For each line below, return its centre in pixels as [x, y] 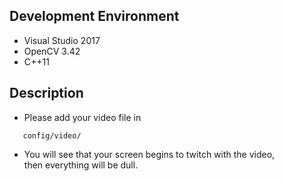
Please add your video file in [82, 117]
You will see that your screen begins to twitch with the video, [149, 154]
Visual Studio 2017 [62, 40]
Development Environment [94, 16]
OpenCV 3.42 [52, 51]
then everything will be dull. [81, 165]
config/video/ [52, 135]
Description [46, 93]
